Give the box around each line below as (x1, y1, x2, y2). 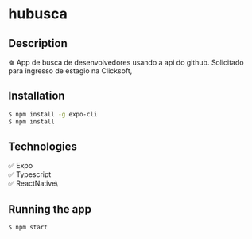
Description (8, 37, 68, 50)
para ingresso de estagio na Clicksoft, (8, 66, 133, 76)
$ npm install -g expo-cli (8, 110, 98, 118)
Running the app (8, 202, 91, 216)
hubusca (8, 5, 68, 23)
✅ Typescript (8, 170, 52, 179)
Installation (8, 89, 65, 103)
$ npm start (8, 224, 48, 232)
